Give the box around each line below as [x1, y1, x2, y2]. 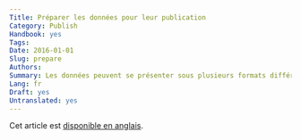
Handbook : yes [9, 29, 63, 38]
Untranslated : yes [9, 95, 78, 105]
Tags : [9, 37, 30, 47]
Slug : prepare [9, 54, 63, 63]
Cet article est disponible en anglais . [9, 120, 144, 131]
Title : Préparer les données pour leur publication [9, 12, 206, 22]
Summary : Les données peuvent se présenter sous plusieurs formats [9, 71, 267, 80]
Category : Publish [9, 21, 78, 30]
